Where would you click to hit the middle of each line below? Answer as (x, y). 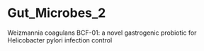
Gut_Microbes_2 (57, 13)
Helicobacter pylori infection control (60, 40)
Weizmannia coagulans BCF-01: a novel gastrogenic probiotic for (102, 33)
